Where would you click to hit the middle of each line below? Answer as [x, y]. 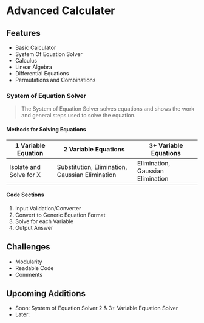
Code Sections [25, 195]
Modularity [29, 262]
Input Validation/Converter [48, 208]
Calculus [26, 61]
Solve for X [25, 175]
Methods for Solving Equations [46, 129]
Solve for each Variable [44, 221]
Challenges [28, 247]
